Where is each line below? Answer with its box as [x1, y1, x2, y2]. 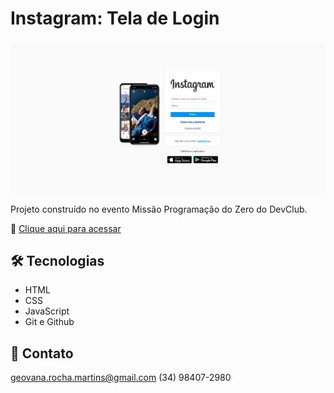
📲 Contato [10, 345, 74, 362]
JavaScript [24, 305, 70, 317]
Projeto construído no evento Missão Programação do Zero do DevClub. [10, 203, 308, 215]
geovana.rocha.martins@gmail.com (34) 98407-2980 [10, 372, 232, 384]
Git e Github [24, 316, 75, 328]
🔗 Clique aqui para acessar [10, 222, 122, 234]
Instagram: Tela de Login [10, 7, 220, 30]
